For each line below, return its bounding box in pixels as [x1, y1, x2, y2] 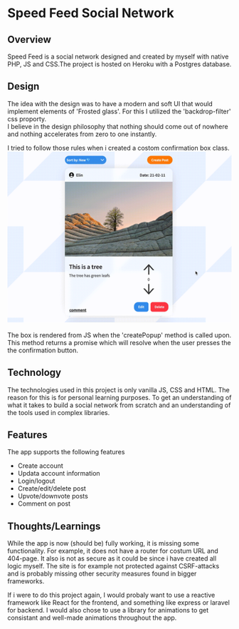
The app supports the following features [7, 448, 125, 456]
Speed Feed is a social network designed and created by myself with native [7, 52, 229, 61]
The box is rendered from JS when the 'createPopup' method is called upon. [7, 330, 232, 339]
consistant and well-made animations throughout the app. [7, 613, 177, 622]
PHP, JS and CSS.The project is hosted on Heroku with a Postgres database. [7, 60, 232, 68]
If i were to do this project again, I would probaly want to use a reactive [7, 590, 216, 600]
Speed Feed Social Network [7, 5, 174, 21]
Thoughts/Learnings [7, 520, 101, 532]
